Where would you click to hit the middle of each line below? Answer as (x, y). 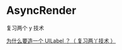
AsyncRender (41, 11)
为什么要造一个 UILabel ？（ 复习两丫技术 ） (61, 40)
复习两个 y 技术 (25, 28)
